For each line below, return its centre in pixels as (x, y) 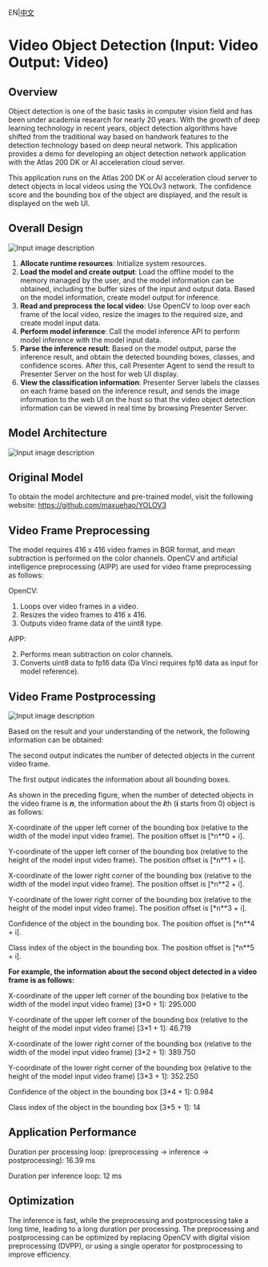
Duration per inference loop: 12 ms (65, 1176)
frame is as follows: (42, 980)
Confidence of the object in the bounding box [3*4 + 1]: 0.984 (111, 1092)
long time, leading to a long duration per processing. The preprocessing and (134, 1229)
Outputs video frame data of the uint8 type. (91, 623)
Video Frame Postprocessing (82, 696)
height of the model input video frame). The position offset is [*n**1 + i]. (127, 860)
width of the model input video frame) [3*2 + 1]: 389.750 (102, 1052)
